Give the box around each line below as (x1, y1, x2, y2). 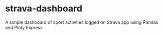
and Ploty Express (5, 24, 43, 30)
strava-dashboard (5, 3, 83, 14)
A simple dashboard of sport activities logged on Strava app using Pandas (5, 19, 158, 25)
